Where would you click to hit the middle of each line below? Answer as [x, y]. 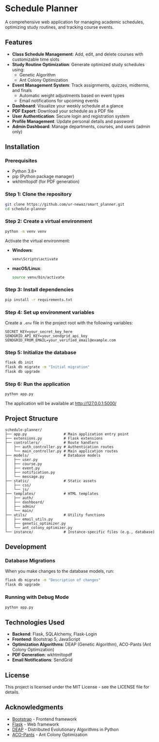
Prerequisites [21, 161]
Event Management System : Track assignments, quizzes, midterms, [81, 85]
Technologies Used [35, 622]
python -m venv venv [26, 231]
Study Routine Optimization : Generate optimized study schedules [78, 64]
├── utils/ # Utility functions [55, 515]
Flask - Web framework [35, 724]
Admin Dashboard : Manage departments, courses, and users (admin [81, 126]
